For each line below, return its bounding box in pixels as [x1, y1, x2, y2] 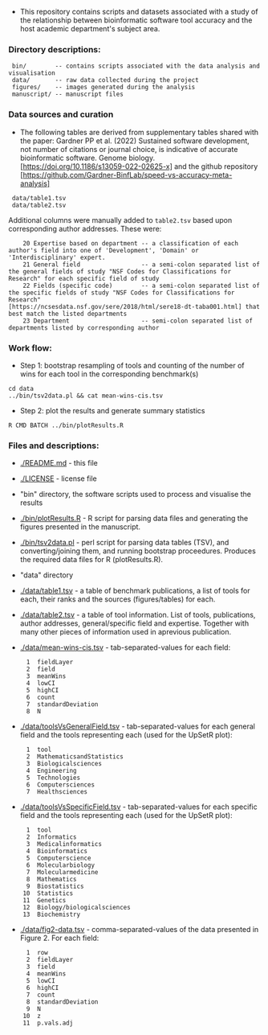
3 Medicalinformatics [26, 840, 103, 848]
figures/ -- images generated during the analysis [11, 84, 196, 92]
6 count [26, 693, 56, 702]
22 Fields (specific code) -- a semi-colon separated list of [22, 281, 261, 290]
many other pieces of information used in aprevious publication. [19, 627, 231, 637]
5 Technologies [26, 774, 81, 782]
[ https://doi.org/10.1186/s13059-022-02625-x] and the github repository [19, 161, 258, 171]
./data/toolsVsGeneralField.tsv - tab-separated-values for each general [19, 721, 255, 731]
